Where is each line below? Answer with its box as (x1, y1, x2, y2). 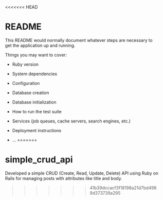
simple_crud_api (5, 154, 73, 165)
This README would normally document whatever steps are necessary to (5, 37, 153, 43)
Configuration (12, 80, 40, 86)
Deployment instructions (12, 127, 62, 133)
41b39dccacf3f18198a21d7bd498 (90, 185, 157, 191)
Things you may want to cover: (5, 52, 67, 58)
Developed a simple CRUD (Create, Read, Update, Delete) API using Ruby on (5, 170, 159, 176)
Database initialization (12, 99, 57, 105)
